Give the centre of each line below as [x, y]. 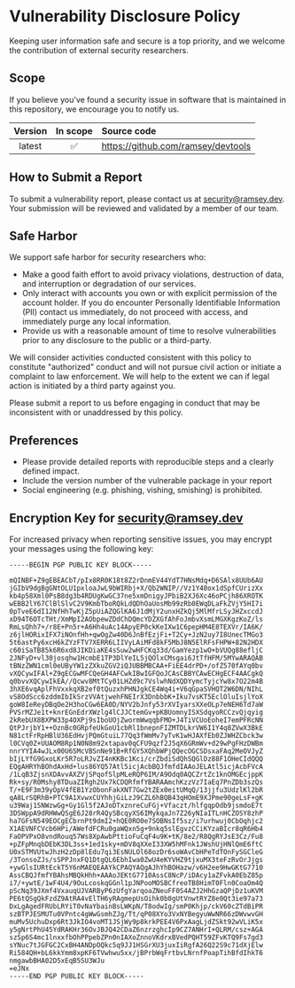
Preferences [44, 440]
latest [31, 145]
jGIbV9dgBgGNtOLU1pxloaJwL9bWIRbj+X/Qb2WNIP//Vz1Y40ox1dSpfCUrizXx [136, 588]
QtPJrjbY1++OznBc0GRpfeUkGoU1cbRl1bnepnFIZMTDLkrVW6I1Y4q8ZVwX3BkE [136, 728]
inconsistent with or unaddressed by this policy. [96, 412]
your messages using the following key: [82, 549]
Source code [129, 130]
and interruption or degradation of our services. [109, 284]
